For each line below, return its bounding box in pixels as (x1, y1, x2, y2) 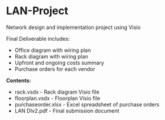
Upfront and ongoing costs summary (14, 59, 104, 66)
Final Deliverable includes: (6, 35, 70, 42)
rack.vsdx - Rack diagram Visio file (14, 88, 100, 95)
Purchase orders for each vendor (14, 65, 95, 72)
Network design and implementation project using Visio (6, 24, 141, 31)
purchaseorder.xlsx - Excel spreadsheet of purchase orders (14, 100, 160, 108)
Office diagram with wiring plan (14, 46, 91, 54)
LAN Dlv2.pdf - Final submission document (14, 107, 120, 114)
